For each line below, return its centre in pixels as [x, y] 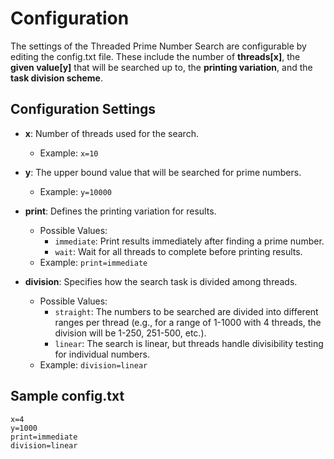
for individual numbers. [102, 354]
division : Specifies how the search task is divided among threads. [161, 281]
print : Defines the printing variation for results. [120, 211]
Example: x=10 [69, 153]
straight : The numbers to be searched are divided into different [186, 311]
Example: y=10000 [75, 191]
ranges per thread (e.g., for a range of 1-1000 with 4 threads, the [188, 322]
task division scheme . [56, 78]
